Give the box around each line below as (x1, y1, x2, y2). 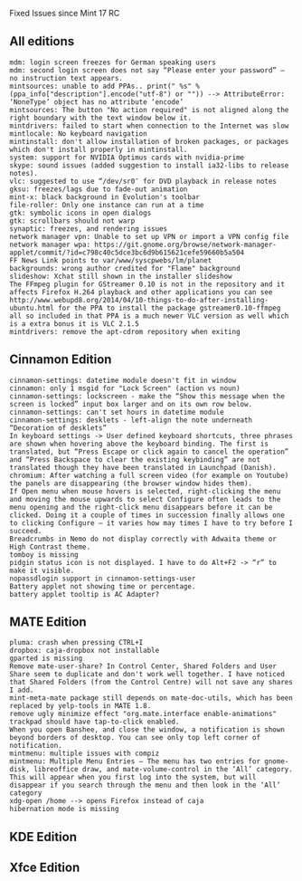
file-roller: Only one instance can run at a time (9, 200, 204, 209)
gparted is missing (9, 654, 83, 664)
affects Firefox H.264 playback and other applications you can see (9, 287, 273, 297)
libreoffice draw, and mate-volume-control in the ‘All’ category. (33, 765, 294, 774)
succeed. (9, 526, 42, 535)
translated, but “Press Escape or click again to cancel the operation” (9, 447, 289, 456)
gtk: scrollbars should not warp (9, 216, 136, 225)
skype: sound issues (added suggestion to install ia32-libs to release (9, 160, 289, 170)
